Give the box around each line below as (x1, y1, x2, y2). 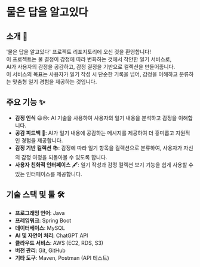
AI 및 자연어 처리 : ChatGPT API (14, 232, 88, 239)
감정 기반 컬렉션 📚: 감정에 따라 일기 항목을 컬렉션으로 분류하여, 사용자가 (14, 144, 183, 151)
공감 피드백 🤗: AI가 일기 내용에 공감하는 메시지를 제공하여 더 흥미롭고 (14, 129, 174, 136)
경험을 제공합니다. (21, 136, 63, 144)
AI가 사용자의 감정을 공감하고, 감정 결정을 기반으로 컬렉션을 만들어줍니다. (6, 63, 176, 70)
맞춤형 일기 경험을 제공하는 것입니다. (12, 78, 97, 85)
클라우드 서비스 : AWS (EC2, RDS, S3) (14, 239, 103, 246)
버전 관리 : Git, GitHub (14, 247, 66, 254)
